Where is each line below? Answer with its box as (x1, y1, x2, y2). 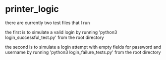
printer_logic (5, 3, 59, 15)
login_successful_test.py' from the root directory (5, 34, 104, 40)
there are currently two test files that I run (5, 20, 90, 26)
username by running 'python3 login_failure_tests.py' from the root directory (5, 49, 161, 55)
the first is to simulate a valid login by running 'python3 (5, 29, 117, 35)
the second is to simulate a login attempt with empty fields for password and (5, 44, 162, 50)
